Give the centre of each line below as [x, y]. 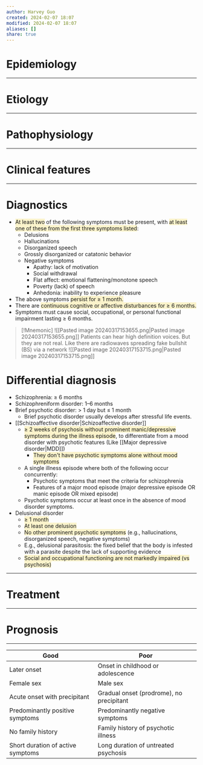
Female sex [25, 683]
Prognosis [32, 630]
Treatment [33, 594]
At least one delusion [50, 526]
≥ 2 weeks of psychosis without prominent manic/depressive [100, 429]
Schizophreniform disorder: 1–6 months [64, 403]
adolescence [116, 673]
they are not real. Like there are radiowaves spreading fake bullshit [104, 343]
